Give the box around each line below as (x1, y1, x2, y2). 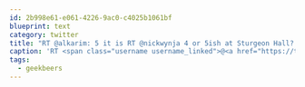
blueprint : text (9, 22, 71, 31)
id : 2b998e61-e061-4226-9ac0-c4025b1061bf (9, 13, 172, 23)
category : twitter (9, 30, 79, 39)
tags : (9, 55, 30, 64)
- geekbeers (17, 64, 64, 73)
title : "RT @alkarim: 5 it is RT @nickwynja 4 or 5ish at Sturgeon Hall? (9, 38, 295, 48)
